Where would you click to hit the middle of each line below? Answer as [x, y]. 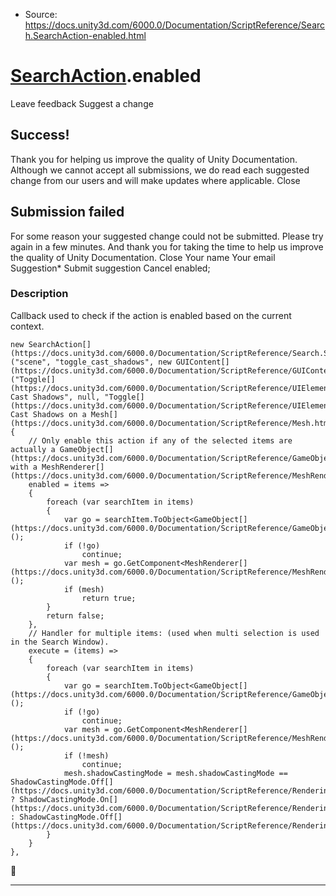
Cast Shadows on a [48, 414]
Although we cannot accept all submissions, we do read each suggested [160, 170]
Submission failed [67, 212]
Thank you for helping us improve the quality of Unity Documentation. [154, 159]
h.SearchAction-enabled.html [85, 35]
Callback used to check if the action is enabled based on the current [151, 315]
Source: [41, 14]
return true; [109, 598]
